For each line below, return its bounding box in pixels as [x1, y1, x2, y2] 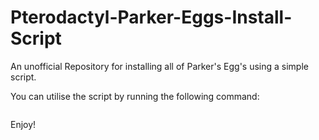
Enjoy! [10, 118, 37, 130]
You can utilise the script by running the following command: [10, 90, 260, 102]
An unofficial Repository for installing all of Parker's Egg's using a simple [10, 60, 309, 72]
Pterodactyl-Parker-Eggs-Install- [10, 6, 293, 29]
